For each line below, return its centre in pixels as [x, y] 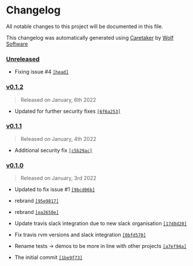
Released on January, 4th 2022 [58, 139]
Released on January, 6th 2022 [58, 99]
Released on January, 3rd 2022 [58, 178]
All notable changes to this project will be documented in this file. [85, 26]
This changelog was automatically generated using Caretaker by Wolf [90, 37]
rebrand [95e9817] [37, 201]
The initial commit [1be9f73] [49, 257]
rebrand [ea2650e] [37, 212]
